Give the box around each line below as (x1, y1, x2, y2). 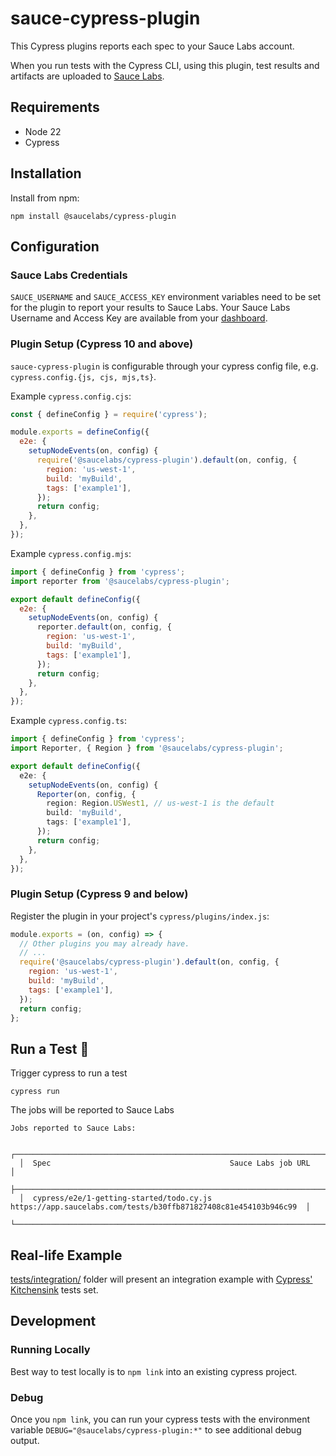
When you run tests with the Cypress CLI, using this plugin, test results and (10, 59, 320, 71)
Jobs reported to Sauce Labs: (10, 1123, 137, 1134)
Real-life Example (10, 1247, 123, 1264)
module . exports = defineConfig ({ (10, 427, 150, 437)
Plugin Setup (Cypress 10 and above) (10, 337, 194, 351)
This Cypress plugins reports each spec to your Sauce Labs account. (10, 40, 295, 52)
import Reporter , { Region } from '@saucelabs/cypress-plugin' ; (10, 743, 284, 754)
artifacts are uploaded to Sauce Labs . (10, 70, 165, 82)
